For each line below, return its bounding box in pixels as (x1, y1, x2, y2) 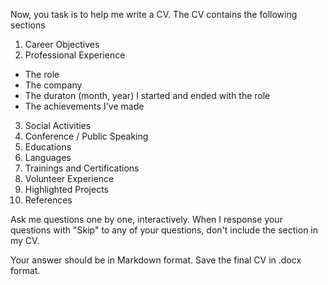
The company (24, 79, 83, 91)
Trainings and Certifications (24, 162, 140, 174)
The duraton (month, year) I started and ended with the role (24, 90, 271, 101)
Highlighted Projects (24, 184, 109, 195)
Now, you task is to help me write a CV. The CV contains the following (10, 9, 298, 20)
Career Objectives (24, 39, 100, 50)
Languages (24, 152, 72, 163)
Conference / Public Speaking (24, 130, 149, 142)
